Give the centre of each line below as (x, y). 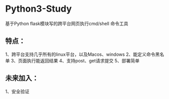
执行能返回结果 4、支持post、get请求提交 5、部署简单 (83, 60)
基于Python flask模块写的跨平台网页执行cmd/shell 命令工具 (67, 23)
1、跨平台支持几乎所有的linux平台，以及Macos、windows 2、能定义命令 (80, 54)
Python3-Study (38, 9)
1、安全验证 (17, 91)
